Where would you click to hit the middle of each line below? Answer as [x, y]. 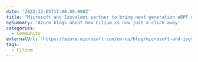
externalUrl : [22, 39]
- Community [26, 34]
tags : [13, 45]
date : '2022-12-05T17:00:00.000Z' [49, 12]
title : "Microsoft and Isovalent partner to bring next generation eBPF [97, 17]
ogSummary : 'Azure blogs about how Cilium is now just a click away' [93, 22]
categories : [21, 28]
